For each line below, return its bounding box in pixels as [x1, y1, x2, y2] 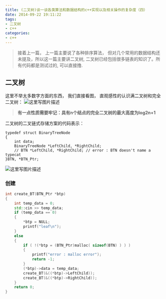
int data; [14, 139, 35, 144]
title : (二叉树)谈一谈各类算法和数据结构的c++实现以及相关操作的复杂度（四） [5, 7, 147, 13]
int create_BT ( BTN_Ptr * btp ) [5, 191, 66, 196]
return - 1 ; [31, 257, 55, 262]
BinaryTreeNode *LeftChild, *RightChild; [14, 143, 101, 148]
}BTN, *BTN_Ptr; [5, 157, 39, 162]
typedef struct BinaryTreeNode [5, 130, 70, 135]
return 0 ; [14, 284, 35, 290]
